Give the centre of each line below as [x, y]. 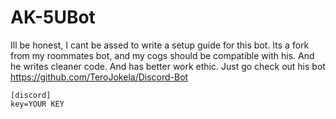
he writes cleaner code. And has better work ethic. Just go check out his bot [168, 66]
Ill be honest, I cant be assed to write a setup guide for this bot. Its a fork [160, 45]
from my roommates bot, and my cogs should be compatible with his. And [162, 55]
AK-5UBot [53, 17]
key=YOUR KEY [37, 104]
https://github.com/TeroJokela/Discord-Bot [99, 77]
